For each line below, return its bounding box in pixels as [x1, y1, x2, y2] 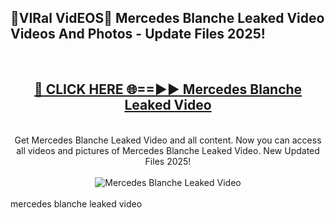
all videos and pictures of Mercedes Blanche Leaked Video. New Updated [16, 144, 320, 156]
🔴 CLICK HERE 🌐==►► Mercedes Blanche [33, 81, 303, 98]
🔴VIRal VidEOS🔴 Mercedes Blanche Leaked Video [10, 10, 325, 27]
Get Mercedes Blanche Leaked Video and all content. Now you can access [14, 134, 322, 146]
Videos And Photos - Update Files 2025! [10, 26, 266, 43]
